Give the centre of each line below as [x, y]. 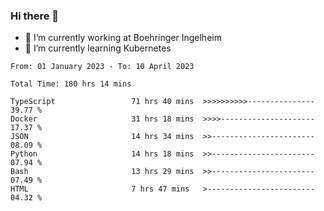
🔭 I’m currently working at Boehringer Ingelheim [123, 38]
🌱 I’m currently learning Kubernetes [98, 48]
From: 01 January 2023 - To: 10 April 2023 [102, 67]
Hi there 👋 [35, 16]
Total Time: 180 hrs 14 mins [71, 84]
